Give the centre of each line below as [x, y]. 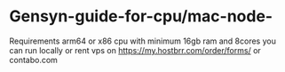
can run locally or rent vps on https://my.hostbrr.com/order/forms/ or [135, 50]
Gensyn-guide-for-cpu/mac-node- [141, 16]
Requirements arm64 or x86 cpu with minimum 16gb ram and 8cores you [143, 41]
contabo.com [33, 60]
